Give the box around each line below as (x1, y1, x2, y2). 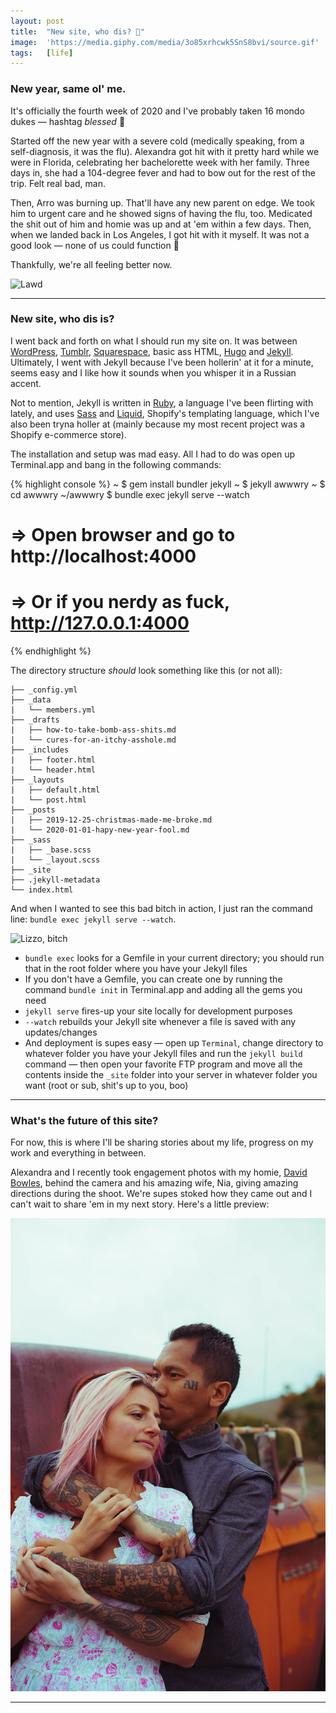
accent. (10, 377, 42, 389)
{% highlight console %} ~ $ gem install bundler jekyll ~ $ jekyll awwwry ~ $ (10, 478, 326, 490)
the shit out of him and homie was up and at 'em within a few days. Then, (10, 218, 312, 230)
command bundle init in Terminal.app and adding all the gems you (24, 983, 303, 995)
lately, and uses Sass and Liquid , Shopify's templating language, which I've (10, 407, 320, 419)
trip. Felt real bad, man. (10, 177, 106, 189)
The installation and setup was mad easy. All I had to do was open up (10, 448, 296, 460)
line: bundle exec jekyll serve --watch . (10, 913, 177, 925)
